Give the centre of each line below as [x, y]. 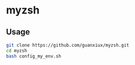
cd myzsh [17, 50]
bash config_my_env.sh [34, 56]
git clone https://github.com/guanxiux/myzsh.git [68, 45]
